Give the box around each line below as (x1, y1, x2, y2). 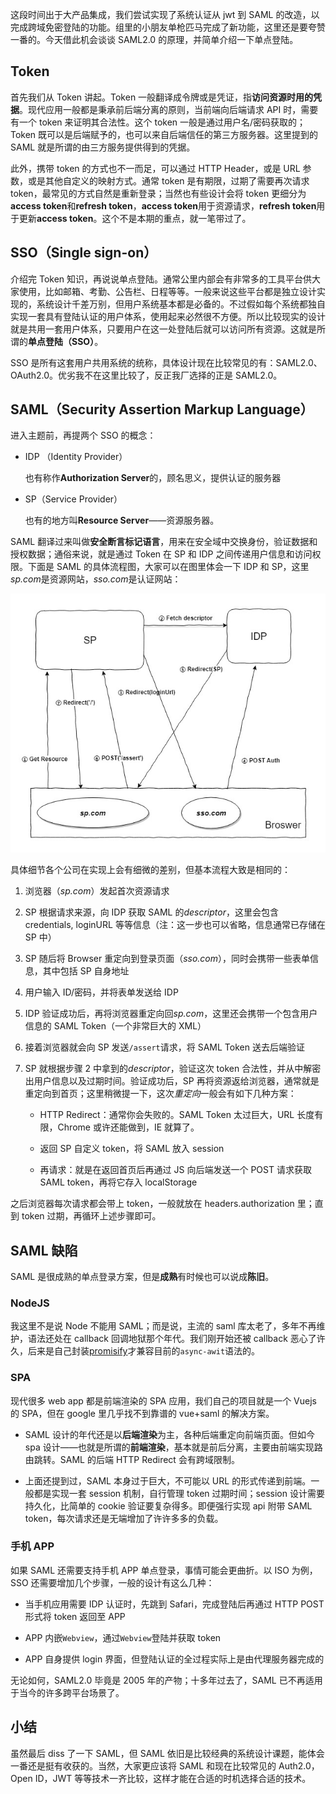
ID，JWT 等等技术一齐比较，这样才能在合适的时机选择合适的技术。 (34, 1772, 312, 1784)
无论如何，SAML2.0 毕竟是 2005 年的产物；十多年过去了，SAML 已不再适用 (10, 1674, 323, 1686)
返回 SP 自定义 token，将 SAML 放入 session (39, 1143, 225, 1155)
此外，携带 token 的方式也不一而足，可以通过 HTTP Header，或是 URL (10, 162, 301, 174)
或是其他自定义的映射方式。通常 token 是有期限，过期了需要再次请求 (27, 174, 310, 187)
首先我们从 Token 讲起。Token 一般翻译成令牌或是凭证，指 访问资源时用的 (10, 91, 314, 103)
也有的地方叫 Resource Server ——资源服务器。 (24, 514, 220, 527)
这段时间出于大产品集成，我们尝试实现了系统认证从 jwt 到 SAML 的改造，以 (10, 9, 320, 20)
